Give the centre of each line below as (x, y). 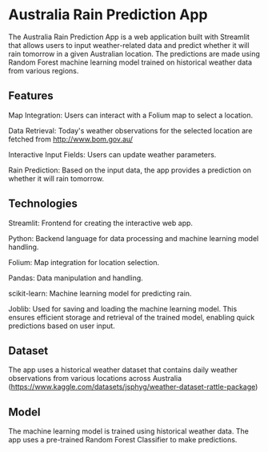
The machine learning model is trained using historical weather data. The (129, 431)
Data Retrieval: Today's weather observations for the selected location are (130, 130)
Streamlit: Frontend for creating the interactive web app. (101, 223)
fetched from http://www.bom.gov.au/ (71, 139)
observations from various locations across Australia (95, 379)
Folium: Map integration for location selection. (84, 262)
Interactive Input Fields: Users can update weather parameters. (112, 154)
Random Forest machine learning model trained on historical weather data (130, 62)
